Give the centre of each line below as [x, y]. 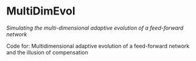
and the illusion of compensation [47, 52]
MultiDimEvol [41, 11]
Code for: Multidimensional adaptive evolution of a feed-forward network [98, 46]
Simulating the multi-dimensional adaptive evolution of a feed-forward [95, 28]
